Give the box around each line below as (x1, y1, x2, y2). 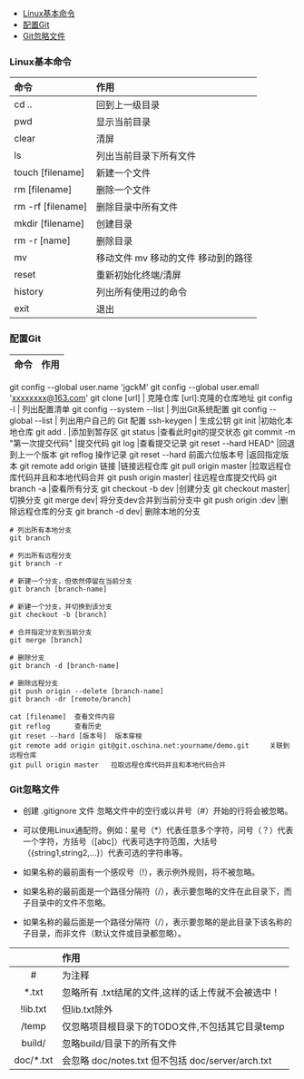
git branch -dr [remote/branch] (9, 694, 132, 703)
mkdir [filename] (14, 217, 84, 230)
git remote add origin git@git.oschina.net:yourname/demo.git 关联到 (9, 741, 290, 750)
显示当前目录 (95, 116, 152, 129)
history (14, 285, 44, 298)
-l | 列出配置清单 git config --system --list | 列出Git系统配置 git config (9, 403, 268, 415)
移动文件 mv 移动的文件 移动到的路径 (95, 252, 253, 265)
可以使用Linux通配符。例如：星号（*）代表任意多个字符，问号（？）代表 (22, 824, 294, 835)
